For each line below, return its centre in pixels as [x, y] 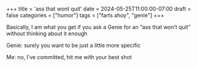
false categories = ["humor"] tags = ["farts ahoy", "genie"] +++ [85, 15]
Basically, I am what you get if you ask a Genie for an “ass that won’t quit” [98, 27]
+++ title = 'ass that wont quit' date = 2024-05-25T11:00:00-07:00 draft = [99, 9]
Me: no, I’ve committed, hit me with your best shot [69, 57]
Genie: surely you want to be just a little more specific [74, 45]
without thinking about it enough [47, 33]
